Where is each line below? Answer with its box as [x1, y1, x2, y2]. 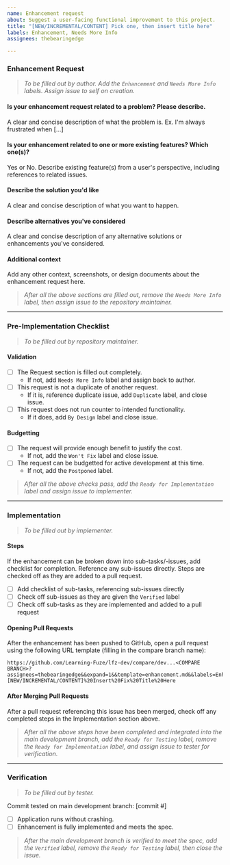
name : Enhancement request [7, 10, 84, 17]
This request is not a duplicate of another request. [16, 383, 159, 391]
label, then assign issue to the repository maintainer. [23, 298, 172, 307]
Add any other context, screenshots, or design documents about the [7, 270, 200, 279]
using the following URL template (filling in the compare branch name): [7, 646, 207, 654]
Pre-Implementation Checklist [7, 322, 110, 331]
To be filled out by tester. [23, 788, 94, 797]
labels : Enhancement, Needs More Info [7, 29, 118, 36]
